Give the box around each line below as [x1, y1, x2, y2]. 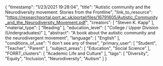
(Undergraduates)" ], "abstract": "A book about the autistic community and [5, 30, 155, 35]
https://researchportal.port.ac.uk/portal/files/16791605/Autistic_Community [7, 15, 158, 20]
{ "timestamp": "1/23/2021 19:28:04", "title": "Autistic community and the [5, 4, 151, 10]
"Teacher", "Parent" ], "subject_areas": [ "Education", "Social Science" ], [5, 46, 151, 51]
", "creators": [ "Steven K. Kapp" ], [85, 19, 155, 25]
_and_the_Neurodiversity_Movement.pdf [5, 19, 86, 25]
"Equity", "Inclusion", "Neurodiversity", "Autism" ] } [5, 56, 107, 61]
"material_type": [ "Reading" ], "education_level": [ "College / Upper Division [5, 25, 159, 31]
